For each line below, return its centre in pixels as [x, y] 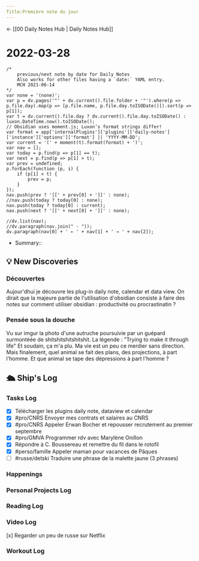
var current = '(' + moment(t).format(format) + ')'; [75, 142]
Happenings [25, 474]
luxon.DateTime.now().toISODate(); [51, 121]
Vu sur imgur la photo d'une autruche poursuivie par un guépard [86, 333]
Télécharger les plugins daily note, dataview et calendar [84, 411]
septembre [28, 432]
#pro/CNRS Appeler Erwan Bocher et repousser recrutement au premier [104, 425]
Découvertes [25, 278]
